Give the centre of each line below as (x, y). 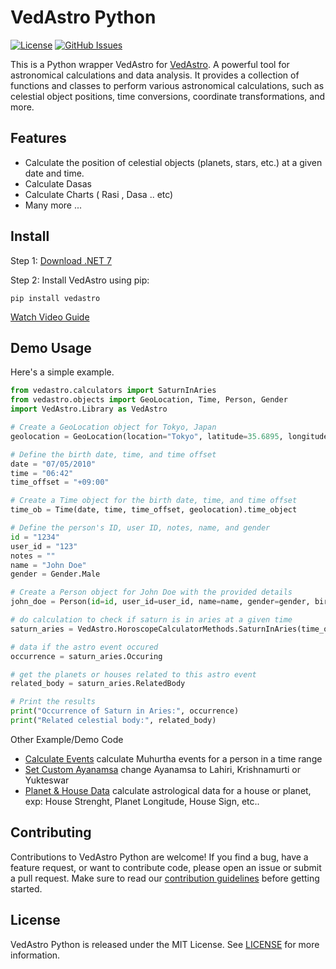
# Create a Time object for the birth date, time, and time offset (154, 501)
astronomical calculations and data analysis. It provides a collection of (155, 75)
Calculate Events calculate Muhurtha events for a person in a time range (173, 758)
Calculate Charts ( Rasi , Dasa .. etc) (99, 194)
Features (38, 138)
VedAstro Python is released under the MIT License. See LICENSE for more (165, 944)
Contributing (51, 832)
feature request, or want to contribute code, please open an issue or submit (166, 867)
